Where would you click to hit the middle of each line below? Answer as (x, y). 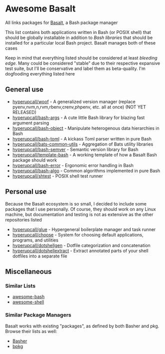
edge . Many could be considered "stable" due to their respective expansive (83, 63)
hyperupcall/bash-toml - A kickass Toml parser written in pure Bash (82, 138)
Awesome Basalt (40, 9)
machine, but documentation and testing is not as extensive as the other (79, 214)
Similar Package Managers (38, 315)
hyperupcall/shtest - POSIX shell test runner (58, 176)
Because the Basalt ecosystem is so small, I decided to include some (76, 203)
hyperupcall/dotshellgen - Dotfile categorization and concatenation (81, 245)
